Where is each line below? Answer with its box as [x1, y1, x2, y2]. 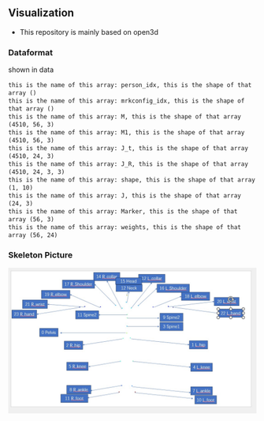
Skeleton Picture [8, 250, 73, 261]
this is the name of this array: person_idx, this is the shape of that [8, 81, 252, 89]
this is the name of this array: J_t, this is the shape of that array [8, 145, 248, 152]
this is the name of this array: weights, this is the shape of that [8, 224, 242, 231]
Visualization [8, 6, 75, 20]
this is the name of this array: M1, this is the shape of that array [8, 129, 245, 137]
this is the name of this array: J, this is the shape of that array [8, 192, 242, 200]
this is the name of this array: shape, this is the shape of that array [8, 176, 256, 184]
